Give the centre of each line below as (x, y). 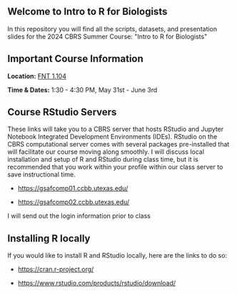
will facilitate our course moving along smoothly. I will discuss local (106, 152)
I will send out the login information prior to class (79, 216)
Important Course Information (76, 59)
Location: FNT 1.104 (37, 76)
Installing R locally (49, 238)
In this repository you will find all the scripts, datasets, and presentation (112, 28)
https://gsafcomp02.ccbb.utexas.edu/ (74, 202)
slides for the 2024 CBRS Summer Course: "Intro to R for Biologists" (107, 36)
